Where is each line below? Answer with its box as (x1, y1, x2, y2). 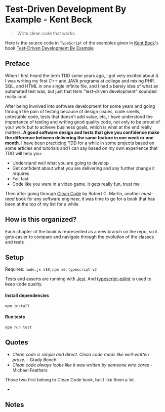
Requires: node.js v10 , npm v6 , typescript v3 (5, 266, 97, 272)
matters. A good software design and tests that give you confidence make (5, 129, 160, 135)
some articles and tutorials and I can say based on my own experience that (5, 145, 158, 151)
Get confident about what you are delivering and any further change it (12, 165, 155, 171)
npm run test (5, 325, 32, 330)
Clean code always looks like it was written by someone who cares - (12, 362, 153, 368)
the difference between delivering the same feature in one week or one (5, 134, 154, 140)
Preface (5, 59, 30, 68)
